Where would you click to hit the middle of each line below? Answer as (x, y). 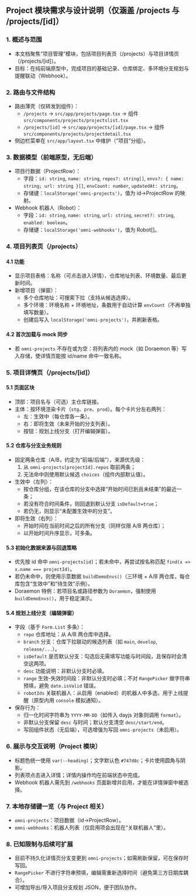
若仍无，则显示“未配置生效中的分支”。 (69, 511)
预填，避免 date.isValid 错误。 (61, 686)
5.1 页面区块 (20, 388)
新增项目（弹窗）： (36, 290)
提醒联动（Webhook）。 (43, 76)
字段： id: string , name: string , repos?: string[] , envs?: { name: (104, 178)
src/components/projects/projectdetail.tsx (77, 134)
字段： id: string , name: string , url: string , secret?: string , (99, 215)
